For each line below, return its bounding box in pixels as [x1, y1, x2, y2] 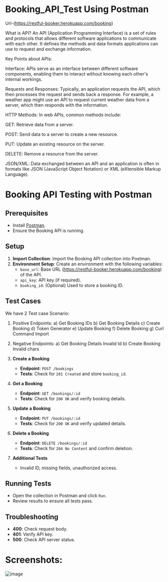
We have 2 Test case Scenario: [5, 310, 69, 316]
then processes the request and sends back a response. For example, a [5, 91, 154, 97]
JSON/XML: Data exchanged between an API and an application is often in [5, 160, 159, 167]
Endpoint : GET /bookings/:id [20, 390, 80, 396]
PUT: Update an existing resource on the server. [5, 141, 105, 147]
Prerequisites [5, 209, 48, 217]
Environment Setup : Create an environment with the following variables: [12, 261, 163, 267]
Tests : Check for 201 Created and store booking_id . [20, 371, 127, 377]
